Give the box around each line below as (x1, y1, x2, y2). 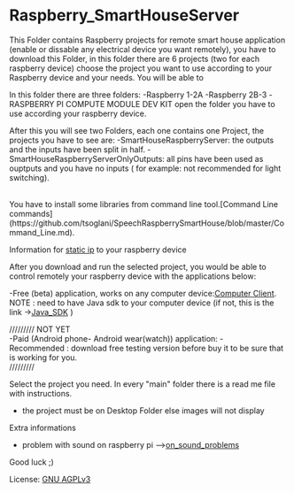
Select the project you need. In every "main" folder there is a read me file (9, 378, 276, 389)
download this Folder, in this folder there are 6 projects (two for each (9, 53, 259, 64)
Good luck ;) (9, 457, 55, 467)
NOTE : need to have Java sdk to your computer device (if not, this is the (9, 297, 275, 308)
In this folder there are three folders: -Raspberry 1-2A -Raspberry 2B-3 (9, 89, 267, 100)
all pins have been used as (166, 153, 264, 164)
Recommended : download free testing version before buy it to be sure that (9, 343, 284, 353)
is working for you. (9, 351, 78, 363)
